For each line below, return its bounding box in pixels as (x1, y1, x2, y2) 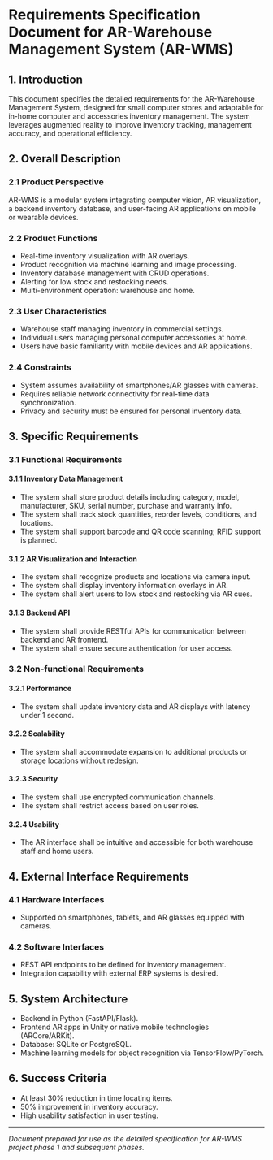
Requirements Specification (8, 6, 201, 24)
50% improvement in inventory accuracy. (19, 1102, 158, 1111)
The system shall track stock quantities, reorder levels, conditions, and (19, 509, 258, 519)
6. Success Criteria (8, 1071, 107, 1085)
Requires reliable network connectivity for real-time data (19, 388, 210, 399)
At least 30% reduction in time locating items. (19, 1093, 173, 1102)
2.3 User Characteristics (8, 305, 107, 317)
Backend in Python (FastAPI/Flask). (19, 1014, 139, 1024)
